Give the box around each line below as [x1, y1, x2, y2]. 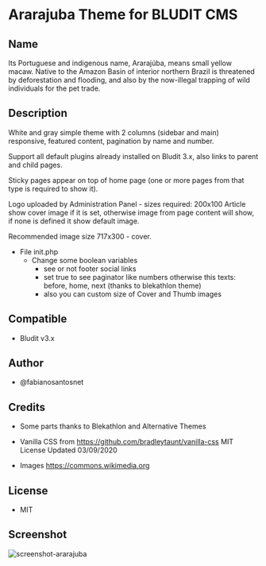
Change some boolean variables [31, 255, 138, 265]
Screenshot [8, 528, 67, 541]
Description [8, 107, 67, 120]
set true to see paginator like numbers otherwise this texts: [43, 272, 237, 281]
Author [8, 356, 44, 370]
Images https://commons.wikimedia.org [19, 461, 150, 471]
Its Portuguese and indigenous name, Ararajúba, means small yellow [8, 58, 233, 68]
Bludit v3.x [19, 333, 55, 343]
